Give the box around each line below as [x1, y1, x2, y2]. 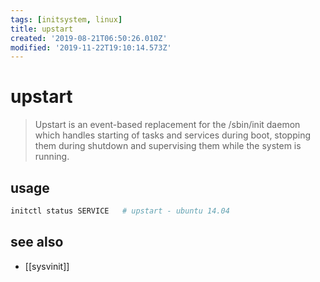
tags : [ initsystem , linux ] [10, 14, 123, 25]
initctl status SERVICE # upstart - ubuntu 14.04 [10, 206, 230, 216]
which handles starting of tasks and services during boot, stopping [34, 129, 311, 141]
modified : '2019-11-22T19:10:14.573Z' [10, 42, 172, 53]
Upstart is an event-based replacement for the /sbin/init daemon [34, 119, 301, 131]
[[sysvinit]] [24, 260, 70, 272]
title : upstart [10, 24, 74, 34]
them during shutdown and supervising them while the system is [34, 140, 302, 152]
